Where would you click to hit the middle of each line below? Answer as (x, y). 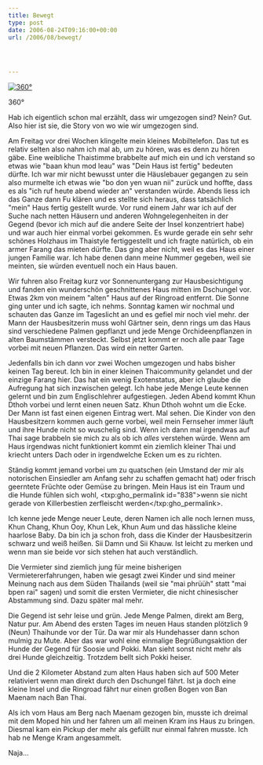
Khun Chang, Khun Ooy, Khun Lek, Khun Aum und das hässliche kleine (122, 527)
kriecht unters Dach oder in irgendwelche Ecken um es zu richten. (115, 455)
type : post (26, 23)
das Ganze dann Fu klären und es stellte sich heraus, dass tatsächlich (121, 199)
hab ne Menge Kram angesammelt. (65, 738)
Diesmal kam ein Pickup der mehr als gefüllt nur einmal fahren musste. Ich (128, 730)
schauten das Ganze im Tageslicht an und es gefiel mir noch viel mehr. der (129, 315)
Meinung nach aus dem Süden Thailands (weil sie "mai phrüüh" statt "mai (127, 584)
